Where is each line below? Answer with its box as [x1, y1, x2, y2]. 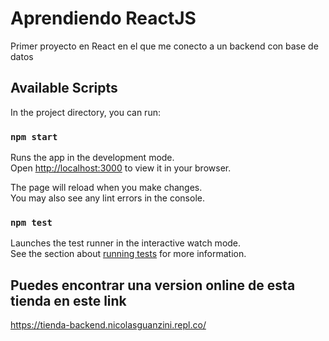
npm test [10, 217, 53, 228]
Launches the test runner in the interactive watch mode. [10, 237, 242, 249]
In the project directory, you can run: [10, 106, 161, 118]
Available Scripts [10, 80, 118, 97]
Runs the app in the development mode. [10, 152, 175, 164]
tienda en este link [10, 292, 127, 309]
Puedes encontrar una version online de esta [10, 277, 296, 294]
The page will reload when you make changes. [10, 182, 203, 194]
